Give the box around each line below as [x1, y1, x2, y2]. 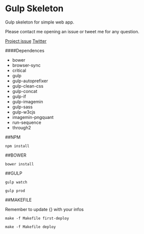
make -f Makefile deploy [5, 224, 56, 229]
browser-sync [12, 62, 41, 68]
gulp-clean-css [12, 83, 44, 89]
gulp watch [5, 180, 28, 185]
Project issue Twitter [5, 38, 47, 44]
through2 [12, 124, 31, 130]
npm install [5, 143, 29, 148]
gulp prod [5, 188, 26, 193]
